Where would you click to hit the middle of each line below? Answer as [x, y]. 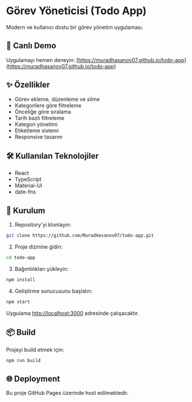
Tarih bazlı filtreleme [39, 118]
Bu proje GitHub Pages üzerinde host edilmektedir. [67, 393]
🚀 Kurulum [26, 210]
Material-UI [28, 186]
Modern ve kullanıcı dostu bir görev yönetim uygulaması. [75, 27]
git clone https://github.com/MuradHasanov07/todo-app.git [80, 236]
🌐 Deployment [33, 379]
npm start [18, 302]
